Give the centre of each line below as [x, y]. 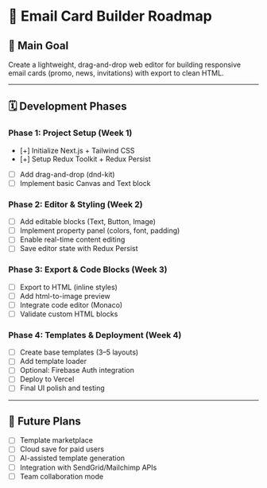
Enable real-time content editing [72, 240]
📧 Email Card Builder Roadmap [110, 16]
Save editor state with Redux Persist [79, 249]
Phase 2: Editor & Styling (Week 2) [75, 204]
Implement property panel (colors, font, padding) [100, 230]
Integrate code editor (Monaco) [71, 304]
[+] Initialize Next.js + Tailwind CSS [77, 150]
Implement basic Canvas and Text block [85, 183]
